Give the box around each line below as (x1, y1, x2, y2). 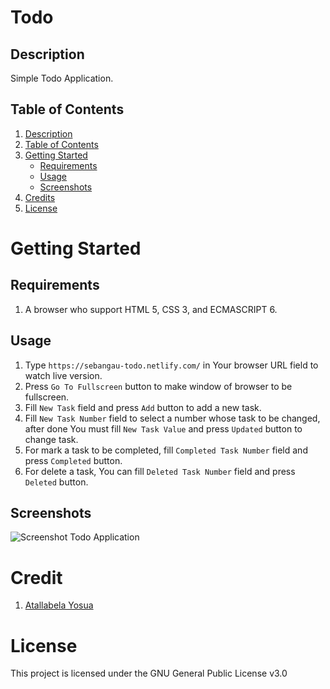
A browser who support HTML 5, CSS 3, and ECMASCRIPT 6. (24, 303, 278, 315)
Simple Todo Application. (10, 72, 114, 84)
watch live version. (24, 369, 103, 381)
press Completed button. (24, 454, 123, 466)
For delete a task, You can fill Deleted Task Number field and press (24, 465, 296, 477)
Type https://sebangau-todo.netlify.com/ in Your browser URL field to (24, 359, 319, 371)
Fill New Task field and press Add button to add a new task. (24, 401, 262, 413)
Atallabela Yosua (24, 599, 94, 611)
